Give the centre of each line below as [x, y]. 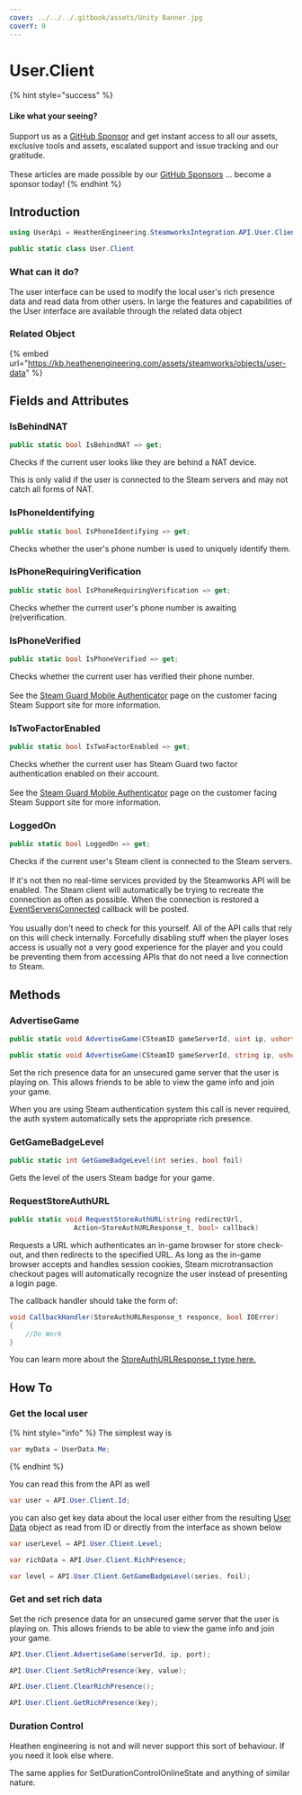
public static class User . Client [72, 249]
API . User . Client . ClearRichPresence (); [82, 1687]
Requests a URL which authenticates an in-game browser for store [133, 1245]
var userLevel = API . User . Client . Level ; [86, 1543]
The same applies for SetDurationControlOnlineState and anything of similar [150, 1773]
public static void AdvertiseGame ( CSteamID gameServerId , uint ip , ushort [152, 1039]
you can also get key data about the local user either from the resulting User [151, 1517]
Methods [35, 995]
